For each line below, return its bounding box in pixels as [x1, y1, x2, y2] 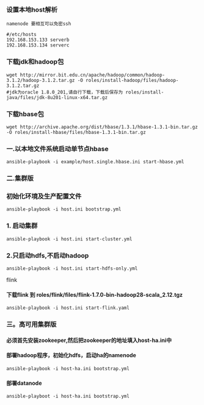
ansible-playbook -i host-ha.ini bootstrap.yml [6, 365, 130, 371]
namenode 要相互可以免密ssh [6, 21, 71, 27]
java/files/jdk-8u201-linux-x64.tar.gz [6, 94, 108, 100]
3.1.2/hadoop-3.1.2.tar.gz [6, 77, 75, 83]
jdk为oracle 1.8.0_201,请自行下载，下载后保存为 [9, 89, 123, 95]
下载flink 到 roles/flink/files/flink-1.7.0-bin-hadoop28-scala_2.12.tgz [6, 291, 183, 298]
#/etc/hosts [6, 32, 37, 38]
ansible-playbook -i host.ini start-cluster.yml [6, 236, 133, 242]
